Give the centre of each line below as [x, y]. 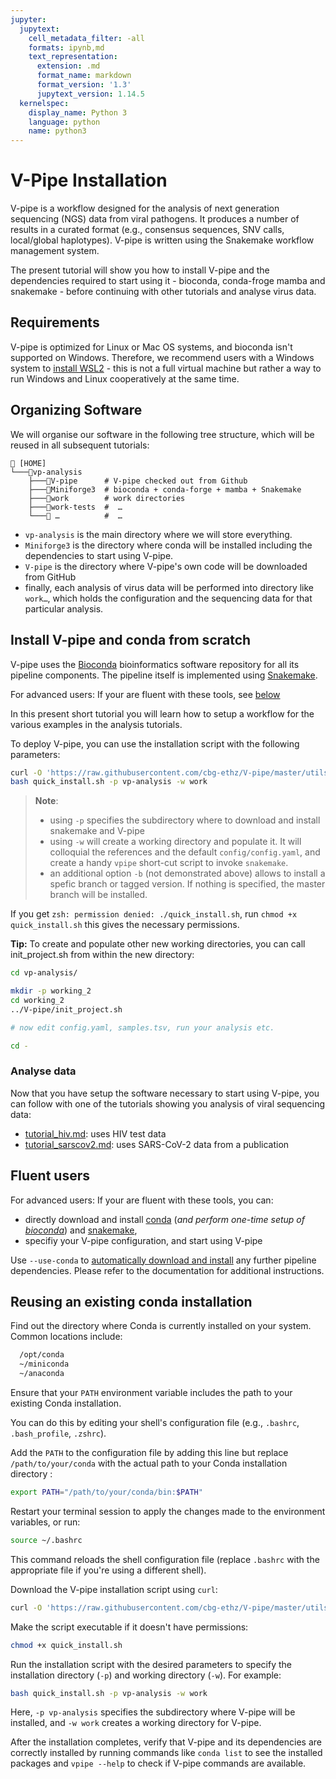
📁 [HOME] [28, 463]
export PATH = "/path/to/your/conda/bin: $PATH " [106, 1492]
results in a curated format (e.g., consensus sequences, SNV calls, [147, 230]
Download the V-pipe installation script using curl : [114, 1589]
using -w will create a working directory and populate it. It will [175, 842]
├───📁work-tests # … [75, 507]
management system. [55, 251]
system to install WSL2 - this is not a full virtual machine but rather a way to [166, 368]
